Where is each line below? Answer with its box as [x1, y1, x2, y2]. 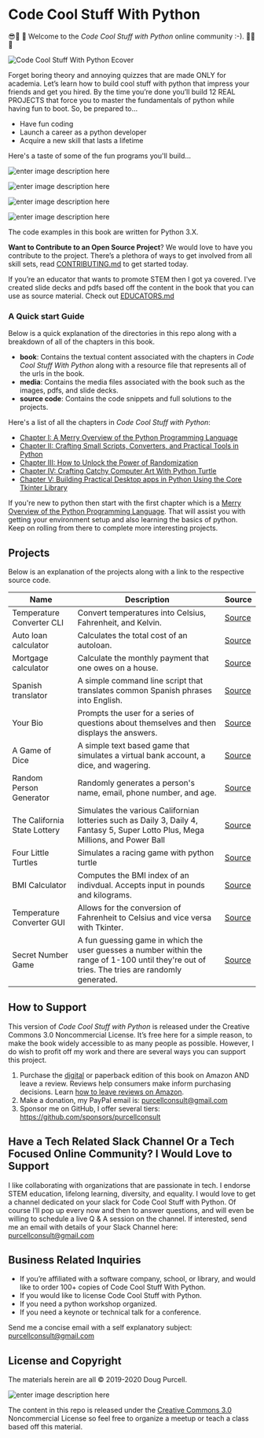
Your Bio [12, 717, 43, 728]
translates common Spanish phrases [77, 685, 212, 696]
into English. [77, 695, 123, 706]
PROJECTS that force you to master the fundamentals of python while [8, 95, 235, 105]
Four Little [12, 847, 49, 858]
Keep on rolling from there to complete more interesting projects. [8, 523, 218, 533]
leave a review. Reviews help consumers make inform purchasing [19, 1078, 232, 1088]
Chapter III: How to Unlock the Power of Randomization [19, 458, 199, 467]
